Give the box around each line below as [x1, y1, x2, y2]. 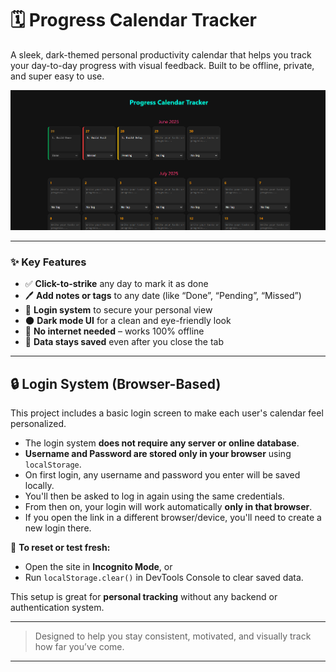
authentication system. [10, 602, 105, 614]
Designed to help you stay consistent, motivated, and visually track [34, 630, 312, 642]
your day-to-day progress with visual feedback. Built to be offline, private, [10, 59, 315, 71]
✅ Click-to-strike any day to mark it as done [24, 278, 209, 290]
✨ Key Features [10, 255, 87, 269]
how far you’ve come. [34, 641, 125, 653]
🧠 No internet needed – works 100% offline [24, 325, 205, 337]
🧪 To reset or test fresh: [10, 542, 111, 554]
